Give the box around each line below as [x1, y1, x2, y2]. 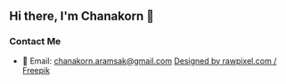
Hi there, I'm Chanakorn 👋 [9, 9, 154, 24]
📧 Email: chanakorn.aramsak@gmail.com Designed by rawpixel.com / [21, 55, 277, 66]
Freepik [21, 65, 51, 75]
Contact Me [9, 35, 61, 48]
